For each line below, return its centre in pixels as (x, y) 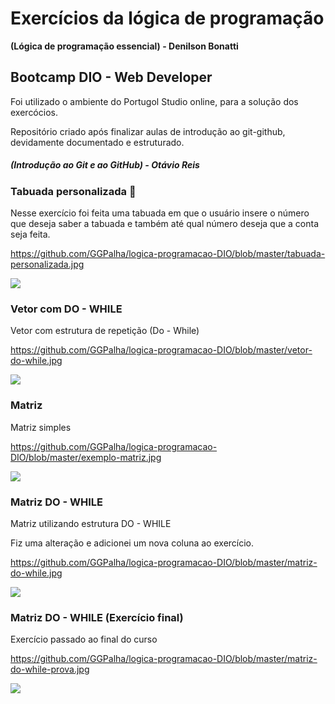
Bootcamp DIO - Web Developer (111, 77)
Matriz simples (41, 427)
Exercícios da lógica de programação (167, 18)
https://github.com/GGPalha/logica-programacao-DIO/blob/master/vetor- (161, 350)
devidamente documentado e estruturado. (97, 142)
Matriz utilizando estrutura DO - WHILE (91, 523)
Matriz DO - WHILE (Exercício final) (97, 617)
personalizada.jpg (47, 264)
